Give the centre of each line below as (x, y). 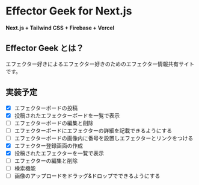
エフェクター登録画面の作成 (49, 145)
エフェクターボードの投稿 (46, 108)
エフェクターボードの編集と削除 (54, 123)
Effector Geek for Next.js (69, 11)
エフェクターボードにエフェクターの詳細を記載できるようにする (93, 130)
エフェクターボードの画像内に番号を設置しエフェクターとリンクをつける (104, 138)
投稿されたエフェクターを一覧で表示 (59, 153)
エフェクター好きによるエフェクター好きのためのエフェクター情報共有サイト (100, 64)
